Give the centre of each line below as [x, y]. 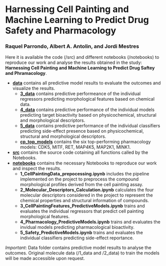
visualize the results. [34, 88]
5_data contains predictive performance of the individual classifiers [90, 126]
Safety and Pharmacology [61, 31]
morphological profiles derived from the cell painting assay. [81, 185]
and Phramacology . [26, 73]
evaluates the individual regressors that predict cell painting [82, 211]
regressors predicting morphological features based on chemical [87, 99]
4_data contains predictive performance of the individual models [87, 110]
